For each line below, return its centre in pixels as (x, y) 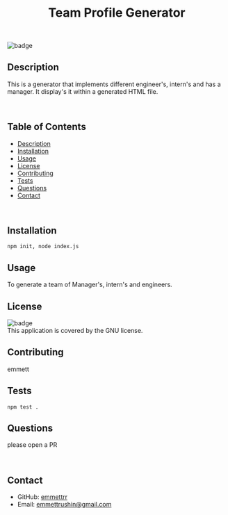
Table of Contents (47, 127)
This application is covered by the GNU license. (75, 330)
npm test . (23, 407)
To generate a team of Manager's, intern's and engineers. (90, 285)
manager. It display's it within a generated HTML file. (83, 91)
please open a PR (32, 445)
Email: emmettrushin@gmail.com (64, 505)
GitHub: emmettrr (42, 497)
